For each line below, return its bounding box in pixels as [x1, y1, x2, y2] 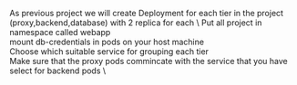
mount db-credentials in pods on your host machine [9, 36, 205, 47]
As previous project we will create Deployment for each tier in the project [9, 8, 284, 18]
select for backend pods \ [9, 65, 107, 76]
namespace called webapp [9, 27, 111, 37]
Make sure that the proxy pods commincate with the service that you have [9, 56, 289, 66]
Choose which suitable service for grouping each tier [9, 46, 210, 57]
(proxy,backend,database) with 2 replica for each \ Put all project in [9, 17, 262, 28]
